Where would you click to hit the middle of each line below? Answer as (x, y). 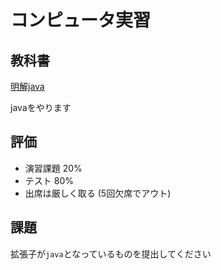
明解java (27, 86)
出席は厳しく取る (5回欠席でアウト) (98, 193)
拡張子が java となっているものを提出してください (111, 253)
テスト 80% (49, 180)
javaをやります (41, 107)
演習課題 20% (53, 168)
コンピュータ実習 (81, 20)
